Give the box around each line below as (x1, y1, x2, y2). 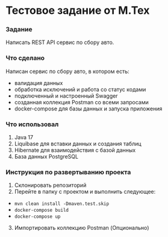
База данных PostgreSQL (14, 153, 79, 160)
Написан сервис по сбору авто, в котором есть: (5, 68, 130, 75)
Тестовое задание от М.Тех (5, 4, 150, 17)
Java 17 (14, 134, 34, 141)
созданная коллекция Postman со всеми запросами (14, 98, 149, 106)
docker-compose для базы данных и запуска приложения (14, 105, 163, 112)
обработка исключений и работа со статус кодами (14, 86, 146, 93)
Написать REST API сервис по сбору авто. (5, 39, 114, 46)
